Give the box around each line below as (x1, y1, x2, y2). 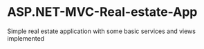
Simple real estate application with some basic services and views (7, 27, 196, 35)
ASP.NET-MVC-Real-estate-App (7, 4, 198, 20)
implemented (7, 34, 45, 42)
